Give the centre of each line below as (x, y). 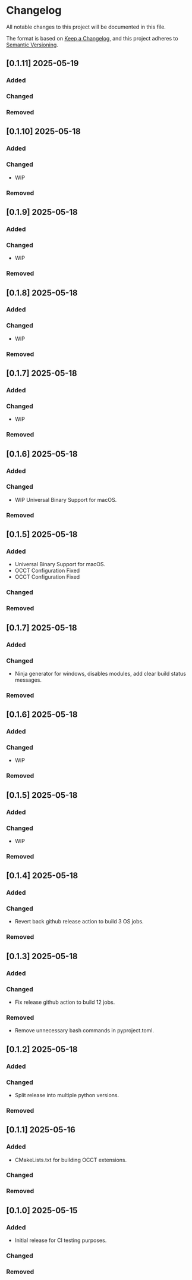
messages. (28, 680)
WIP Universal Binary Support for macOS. (66, 499)
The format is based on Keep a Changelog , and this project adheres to (92, 38)
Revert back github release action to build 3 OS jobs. (79, 922)
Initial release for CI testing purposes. (61, 1240)
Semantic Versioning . (32, 45)
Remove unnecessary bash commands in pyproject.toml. (84, 1031)
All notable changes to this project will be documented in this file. (86, 27)
